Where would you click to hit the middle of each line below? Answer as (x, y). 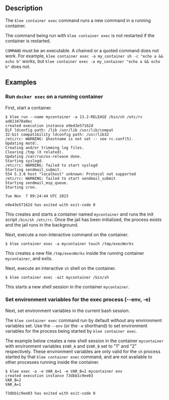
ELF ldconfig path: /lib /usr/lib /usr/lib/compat (59, 130)
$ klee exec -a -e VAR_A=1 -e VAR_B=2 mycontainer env (64, 371)
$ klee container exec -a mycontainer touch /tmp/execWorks (70, 244)
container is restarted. (28, 41)
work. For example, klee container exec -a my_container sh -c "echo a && (84, 56)
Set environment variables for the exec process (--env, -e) (78, 299)
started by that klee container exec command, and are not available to (79, 357)
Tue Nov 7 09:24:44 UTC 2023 (37, 196)
